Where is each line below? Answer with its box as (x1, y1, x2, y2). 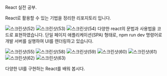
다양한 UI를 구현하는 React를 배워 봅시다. (5, 65, 85, 71)
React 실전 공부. (5, 4, 37, 10)
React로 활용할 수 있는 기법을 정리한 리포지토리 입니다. (5, 15, 111, 21)
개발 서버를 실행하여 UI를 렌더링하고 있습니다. (5, 38, 94, 44)
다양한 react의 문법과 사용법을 (97, 25, 156, 31)
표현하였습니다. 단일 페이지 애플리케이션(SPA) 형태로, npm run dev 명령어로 (14, 32, 163, 37)
